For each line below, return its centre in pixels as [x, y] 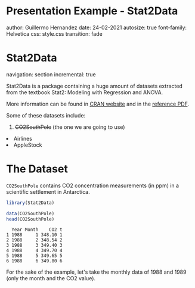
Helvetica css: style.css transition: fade [54, 33]
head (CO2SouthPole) [30, 219]
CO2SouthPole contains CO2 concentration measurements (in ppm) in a [93, 185]
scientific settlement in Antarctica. [48, 191]
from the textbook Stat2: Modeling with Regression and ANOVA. [85, 92]
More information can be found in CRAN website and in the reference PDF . [98, 104]
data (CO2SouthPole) [30, 213]
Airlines [23, 138]
